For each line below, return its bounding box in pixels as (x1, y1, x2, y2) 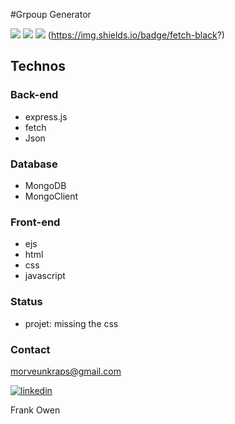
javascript (24, 270, 66, 282)
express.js (24, 110, 68, 123)
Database (10, 157, 58, 171)
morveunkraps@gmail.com (10, 365, 122, 377)
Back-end (10, 88, 59, 102)
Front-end (10, 215, 61, 229)
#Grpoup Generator (10, 9, 92, 20)
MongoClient (24, 190, 79, 202)
